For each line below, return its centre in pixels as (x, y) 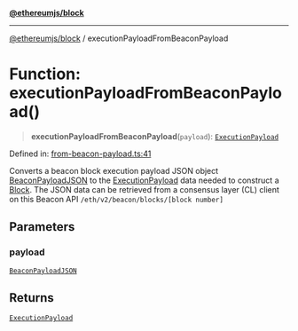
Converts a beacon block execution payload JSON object (114, 170)
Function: (45, 74)
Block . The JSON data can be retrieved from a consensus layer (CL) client (144, 189)
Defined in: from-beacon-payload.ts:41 (80, 154)
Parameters (42, 227)
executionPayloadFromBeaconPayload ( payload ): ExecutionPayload (155, 136)
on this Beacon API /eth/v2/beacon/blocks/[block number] (117, 199)
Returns (32, 298)
